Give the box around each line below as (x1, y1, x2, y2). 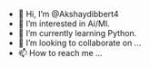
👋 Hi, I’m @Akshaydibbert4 (17, 9, 119, 19)
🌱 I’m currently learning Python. (17, 28, 137, 38)
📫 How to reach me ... (17, 48, 103, 58)
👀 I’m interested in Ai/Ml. (17, 18, 111, 29)
